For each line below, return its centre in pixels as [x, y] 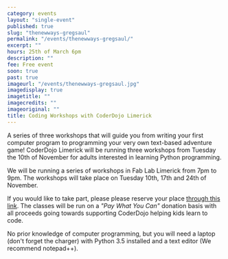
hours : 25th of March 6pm [44, 52]
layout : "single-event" [41, 20]
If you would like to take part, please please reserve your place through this [114, 198]
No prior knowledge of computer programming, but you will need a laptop [111, 234]
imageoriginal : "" [33, 109]
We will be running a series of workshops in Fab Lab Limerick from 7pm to [112, 170]
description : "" [30, 58]
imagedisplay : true [35, 90]
